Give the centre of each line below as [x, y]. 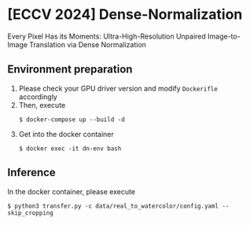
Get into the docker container [66, 134]
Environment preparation [70, 70]
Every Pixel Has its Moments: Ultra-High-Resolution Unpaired [107, 36]
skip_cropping [31, 213]
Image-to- [224, 36]
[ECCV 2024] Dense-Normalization [125, 15]
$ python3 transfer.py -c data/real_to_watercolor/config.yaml [113, 206]
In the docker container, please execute [71, 191]
